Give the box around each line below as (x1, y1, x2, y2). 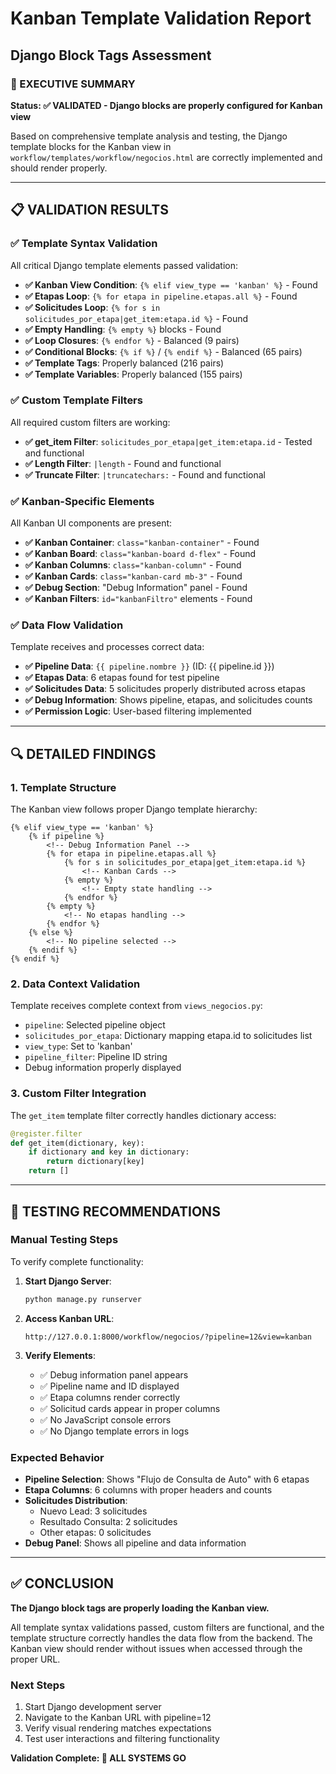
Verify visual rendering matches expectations (24, 1722, 212, 1734)
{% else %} (28, 928, 74, 938)
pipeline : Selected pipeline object (24, 1019, 166, 1031)
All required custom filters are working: (10, 416, 171, 428)
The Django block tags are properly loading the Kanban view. (10, 1602, 270, 1614)
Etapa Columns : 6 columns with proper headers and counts (24, 1483, 273, 1496)
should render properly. (10, 162, 108, 174)
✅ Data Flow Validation (10, 618, 124, 632)
